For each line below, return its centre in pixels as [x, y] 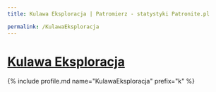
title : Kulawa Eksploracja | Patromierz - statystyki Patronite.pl [109, 14]
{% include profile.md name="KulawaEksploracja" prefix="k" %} [101, 81]
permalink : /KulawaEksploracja [53, 27]
